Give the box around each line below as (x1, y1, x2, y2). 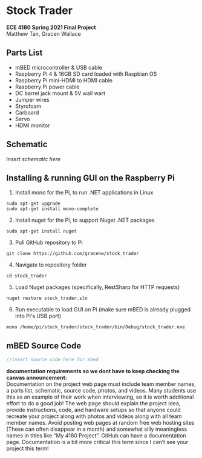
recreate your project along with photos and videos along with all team (6, 413, 182, 420)
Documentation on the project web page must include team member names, (6, 380, 197, 388)
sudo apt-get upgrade (6, 201, 61, 207)
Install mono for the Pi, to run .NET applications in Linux (15, 189, 154, 196)
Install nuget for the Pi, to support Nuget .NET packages (15, 216, 155, 224)
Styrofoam (15, 102, 42, 110)
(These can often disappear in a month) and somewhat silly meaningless (6, 425, 187, 433)
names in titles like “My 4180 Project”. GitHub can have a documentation (6, 432, 186, 439)
